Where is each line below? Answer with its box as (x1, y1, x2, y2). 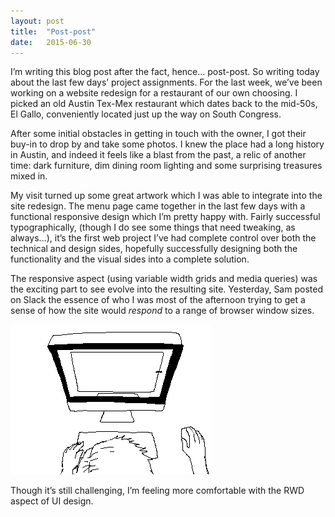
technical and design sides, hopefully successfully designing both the (10, 243, 298, 255)
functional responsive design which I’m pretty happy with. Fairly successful (10, 211, 321, 223)
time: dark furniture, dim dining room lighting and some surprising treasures (10, 160, 323, 172)
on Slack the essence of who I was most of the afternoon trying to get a (10, 294, 306, 306)
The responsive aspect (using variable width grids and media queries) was (10, 273, 318, 285)
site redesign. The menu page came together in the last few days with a (10, 200, 306, 212)
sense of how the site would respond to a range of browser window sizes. (10, 305, 315, 317)
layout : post (10, 16, 65, 26)
